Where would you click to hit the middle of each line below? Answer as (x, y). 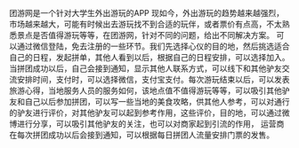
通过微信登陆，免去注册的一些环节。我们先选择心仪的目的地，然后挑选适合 (153, 46)
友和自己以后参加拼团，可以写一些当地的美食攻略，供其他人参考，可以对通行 (149, 101)
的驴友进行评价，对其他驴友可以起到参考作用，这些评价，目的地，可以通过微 (149, 113)
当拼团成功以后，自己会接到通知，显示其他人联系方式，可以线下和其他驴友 (145, 68)
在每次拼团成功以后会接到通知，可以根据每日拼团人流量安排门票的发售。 (141, 135)
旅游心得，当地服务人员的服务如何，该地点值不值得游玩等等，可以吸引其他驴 (149, 90)
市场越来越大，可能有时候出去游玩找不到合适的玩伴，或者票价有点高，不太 (145, 24)
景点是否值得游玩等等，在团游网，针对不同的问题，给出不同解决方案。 (145, 35)
